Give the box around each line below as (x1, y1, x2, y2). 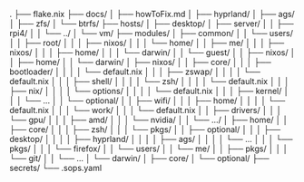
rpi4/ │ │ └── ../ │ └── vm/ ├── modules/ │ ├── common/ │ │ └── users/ (9, 28, 293, 38)
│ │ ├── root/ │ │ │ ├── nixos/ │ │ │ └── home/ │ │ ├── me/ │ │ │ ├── (9, 37, 285, 48)
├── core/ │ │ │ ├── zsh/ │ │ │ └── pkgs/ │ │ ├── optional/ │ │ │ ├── (9, 124, 281, 135)
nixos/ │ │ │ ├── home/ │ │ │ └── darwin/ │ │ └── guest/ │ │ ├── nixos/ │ (9, 47, 296, 58)
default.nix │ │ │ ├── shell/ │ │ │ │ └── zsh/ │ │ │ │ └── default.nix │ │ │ (9, 76, 290, 86)
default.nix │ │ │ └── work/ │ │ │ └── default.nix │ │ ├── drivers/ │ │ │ (9, 105, 282, 115)
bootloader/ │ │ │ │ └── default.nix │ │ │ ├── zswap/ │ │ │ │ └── (9, 66, 261, 77)
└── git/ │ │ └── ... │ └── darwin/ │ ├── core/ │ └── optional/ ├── (9, 153, 270, 163)
